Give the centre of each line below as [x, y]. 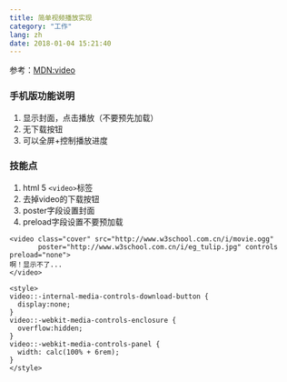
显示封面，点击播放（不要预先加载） [90, 117]
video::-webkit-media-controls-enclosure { [93, 320]
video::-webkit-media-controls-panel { [85, 344]
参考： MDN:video [42, 70]
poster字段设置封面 [59, 210]
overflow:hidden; [50, 328]
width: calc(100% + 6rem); [69, 352]
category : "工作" [41, 26]
